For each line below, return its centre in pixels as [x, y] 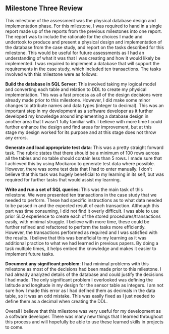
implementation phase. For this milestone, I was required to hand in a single [84, 26]
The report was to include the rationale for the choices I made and [74, 36]
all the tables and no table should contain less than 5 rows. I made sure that [84, 158]
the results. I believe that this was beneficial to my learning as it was [76, 237]
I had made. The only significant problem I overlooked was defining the [79, 279]
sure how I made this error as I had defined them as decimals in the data [80, 291]
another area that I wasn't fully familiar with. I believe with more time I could [84, 121]
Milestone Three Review [44, 8]
